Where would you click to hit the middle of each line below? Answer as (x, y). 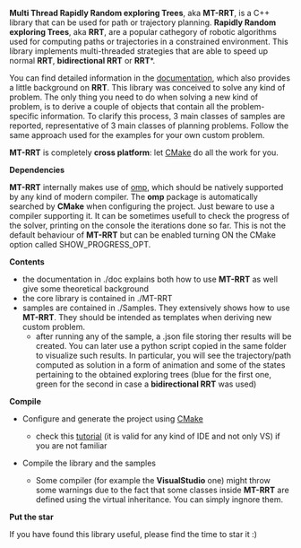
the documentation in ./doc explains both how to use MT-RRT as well (150, 279)
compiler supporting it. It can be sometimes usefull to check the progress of (149, 216)
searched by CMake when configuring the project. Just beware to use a (142, 206)
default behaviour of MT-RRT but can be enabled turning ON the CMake (142, 235)
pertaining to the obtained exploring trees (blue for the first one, (153, 374)
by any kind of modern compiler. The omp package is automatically (133, 197)
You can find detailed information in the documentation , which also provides (150, 78)
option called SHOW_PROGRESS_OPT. (80, 244)
